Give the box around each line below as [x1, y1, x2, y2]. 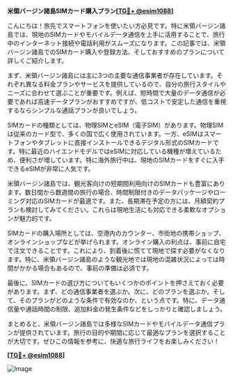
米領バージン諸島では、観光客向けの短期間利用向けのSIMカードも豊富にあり [7, 179, 226, 188]
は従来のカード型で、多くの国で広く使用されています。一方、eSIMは [7, 130, 204, 138]
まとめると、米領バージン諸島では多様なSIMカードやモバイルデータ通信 [7, 320, 214, 328]
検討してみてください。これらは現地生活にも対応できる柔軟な [25, 206, 202, 213]
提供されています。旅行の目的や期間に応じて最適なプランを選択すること [19, 328, 226, 337]
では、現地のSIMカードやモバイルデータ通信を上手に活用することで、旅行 [13, 31, 225, 38]
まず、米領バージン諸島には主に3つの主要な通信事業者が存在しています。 [7, 71, 217, 79]
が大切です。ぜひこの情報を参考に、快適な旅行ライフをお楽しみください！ [7, 337, 220, 345]
